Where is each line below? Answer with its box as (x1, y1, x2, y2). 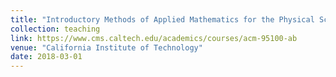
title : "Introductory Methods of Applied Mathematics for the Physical (10, 14, 315, 25)
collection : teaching (10, 24, 101, 34)
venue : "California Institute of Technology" (10, 42, 203, 53)
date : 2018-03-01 (10, 52, 83, 62)
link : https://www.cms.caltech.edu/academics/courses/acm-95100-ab (10, 33, 298, 43)
